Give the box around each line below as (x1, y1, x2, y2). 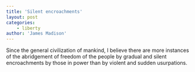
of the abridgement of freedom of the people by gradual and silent (6, 53, 167, 60)
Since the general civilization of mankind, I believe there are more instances (6, 47, 189, 54)
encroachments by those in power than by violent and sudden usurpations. (6, 60, 188, 67)
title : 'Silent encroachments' (6, 8, 83, 15)
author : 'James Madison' (6, 31, 67, 37)
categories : (6, 19, 35, 25)
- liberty (16, 25, 41, 31)
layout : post (6, 14, 38, 20)
